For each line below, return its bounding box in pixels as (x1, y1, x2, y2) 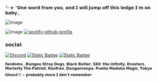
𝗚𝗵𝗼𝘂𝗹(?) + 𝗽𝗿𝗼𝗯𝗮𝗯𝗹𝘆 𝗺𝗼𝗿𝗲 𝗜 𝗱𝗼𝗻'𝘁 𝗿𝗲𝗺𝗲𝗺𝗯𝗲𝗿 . (5, 70, 93, 78)
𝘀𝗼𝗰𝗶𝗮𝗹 (5, 41, 22, 48)
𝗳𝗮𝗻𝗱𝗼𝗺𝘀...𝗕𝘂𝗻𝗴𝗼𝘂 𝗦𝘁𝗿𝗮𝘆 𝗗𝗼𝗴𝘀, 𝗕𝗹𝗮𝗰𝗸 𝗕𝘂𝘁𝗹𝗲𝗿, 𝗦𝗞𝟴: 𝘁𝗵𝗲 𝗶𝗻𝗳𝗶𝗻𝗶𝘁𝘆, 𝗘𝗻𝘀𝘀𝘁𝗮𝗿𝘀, (5, 62, 146, 67)
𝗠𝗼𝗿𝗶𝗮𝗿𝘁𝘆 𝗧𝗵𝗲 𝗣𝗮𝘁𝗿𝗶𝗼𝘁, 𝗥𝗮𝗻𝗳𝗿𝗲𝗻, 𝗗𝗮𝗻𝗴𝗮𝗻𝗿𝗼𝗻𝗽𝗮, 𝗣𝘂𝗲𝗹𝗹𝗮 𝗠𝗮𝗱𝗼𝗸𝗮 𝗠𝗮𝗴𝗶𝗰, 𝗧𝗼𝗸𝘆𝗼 (5, 66, 153, 71)
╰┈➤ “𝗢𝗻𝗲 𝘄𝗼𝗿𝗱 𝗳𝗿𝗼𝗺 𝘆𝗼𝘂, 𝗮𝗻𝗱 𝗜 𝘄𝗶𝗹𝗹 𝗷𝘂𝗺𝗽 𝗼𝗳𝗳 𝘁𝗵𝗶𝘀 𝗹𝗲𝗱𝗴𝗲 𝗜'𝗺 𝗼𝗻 (5, 5, 151, 10)
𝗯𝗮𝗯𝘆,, (5, 10, 20, 16)
